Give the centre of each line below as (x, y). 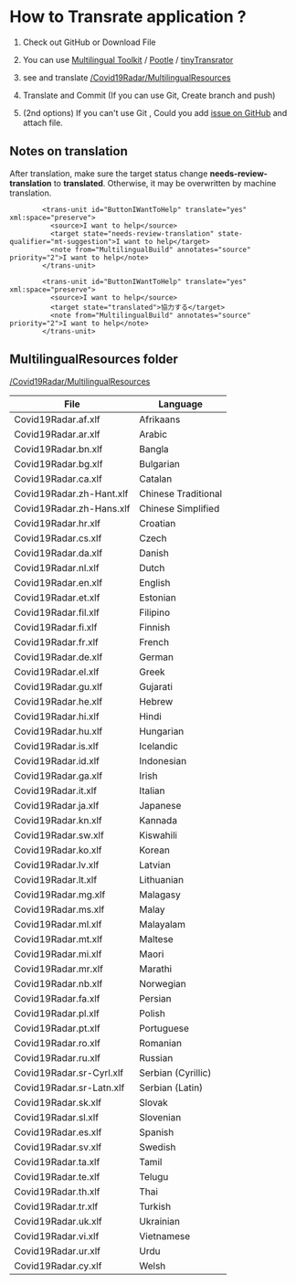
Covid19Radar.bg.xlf (58, 463)
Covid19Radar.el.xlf (57, 672)
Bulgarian (159, 463)
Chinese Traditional (180, 493)
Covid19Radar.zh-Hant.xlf (71, 493)
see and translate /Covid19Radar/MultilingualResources (127, 77)
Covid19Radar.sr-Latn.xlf (69, 1088)
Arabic (153, 434)
